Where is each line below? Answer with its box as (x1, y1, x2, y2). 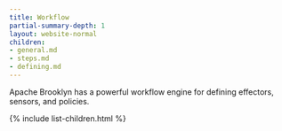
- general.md (9, 46, 58, 55)
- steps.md (9, 54, 50, 63)
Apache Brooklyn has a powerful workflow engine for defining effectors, (9, 86, 274, 97)
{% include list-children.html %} (9, 112, 126, 124)
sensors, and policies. (9, 96, 90, 106)
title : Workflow (9, 12, 69, 22)
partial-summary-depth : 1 (9, 21, 105, 30)
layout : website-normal (9, 29, 98, 38)
